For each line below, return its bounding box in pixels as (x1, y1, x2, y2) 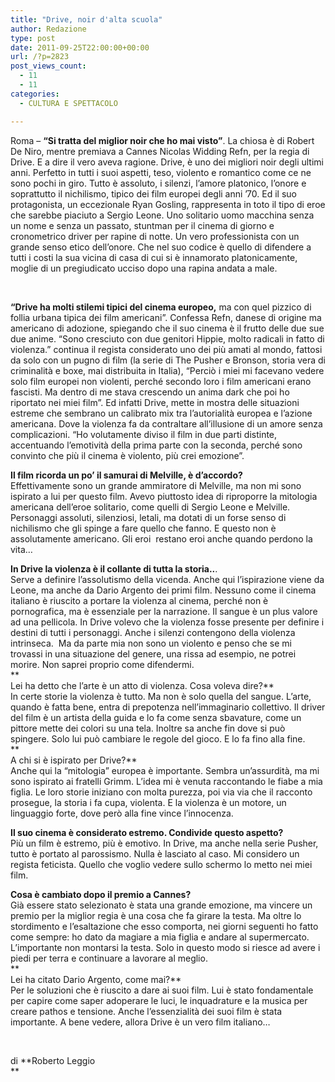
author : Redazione (10, 24, 87, 34)
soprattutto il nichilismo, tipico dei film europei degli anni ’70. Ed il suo (10, 187, 297, 200)
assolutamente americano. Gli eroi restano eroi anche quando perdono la (10, 532, 313, 545)
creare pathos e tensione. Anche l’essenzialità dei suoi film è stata (10, 1005, 283, 1017)
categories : (10, 89, 60, 99)
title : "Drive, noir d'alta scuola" (10, 14, 163, 25)
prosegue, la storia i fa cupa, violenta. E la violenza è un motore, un (10, 796, 287, 808)
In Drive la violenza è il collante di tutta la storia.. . (10, 562, 218, 575)
